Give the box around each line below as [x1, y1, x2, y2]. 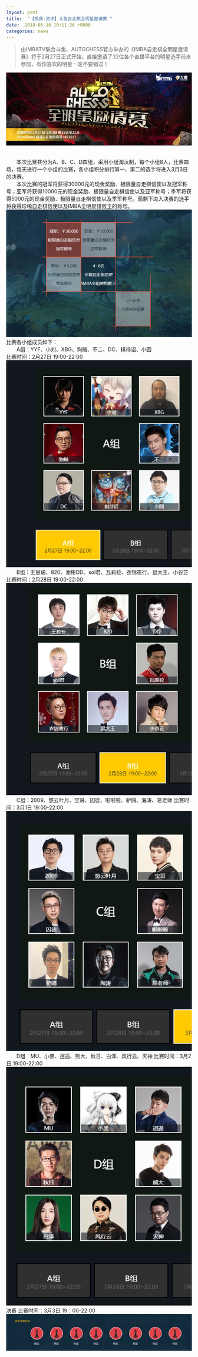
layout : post [6, 9, 38, 15]
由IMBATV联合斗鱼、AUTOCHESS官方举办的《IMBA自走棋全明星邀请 [20, 46, 189, 53]
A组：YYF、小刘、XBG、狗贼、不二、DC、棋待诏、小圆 [16, 346, 152, 353]
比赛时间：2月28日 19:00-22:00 [6, 576, 84, 583]
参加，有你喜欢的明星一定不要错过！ [20, 61, 109, 68]
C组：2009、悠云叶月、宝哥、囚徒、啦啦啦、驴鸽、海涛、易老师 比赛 [16, 796, 184, 804]
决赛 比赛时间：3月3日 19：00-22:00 [6, 1307, 95, 1314]
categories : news [6, 28, 49, 34]
